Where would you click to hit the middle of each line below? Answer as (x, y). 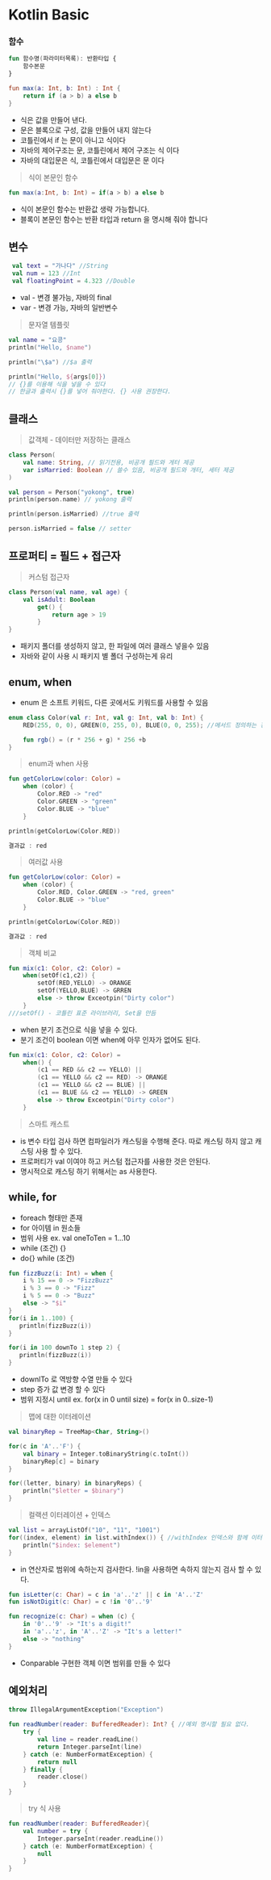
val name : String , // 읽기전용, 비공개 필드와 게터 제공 (108, 462)
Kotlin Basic (49, 15)
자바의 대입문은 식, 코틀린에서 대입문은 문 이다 (92, 160)
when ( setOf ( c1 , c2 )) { (59, 976)
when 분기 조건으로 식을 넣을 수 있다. (79, 1030)
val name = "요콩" (38, 340)
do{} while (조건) (47, 1258)
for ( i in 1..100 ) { (41, 1318)
